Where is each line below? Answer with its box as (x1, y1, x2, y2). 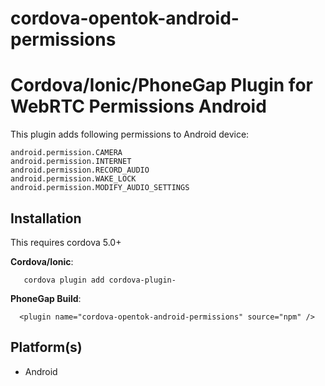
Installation (10, 210, 82, 227)
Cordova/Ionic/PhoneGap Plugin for (10, 74, 313, 97)
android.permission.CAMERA (10, 148, 123, 158)
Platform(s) (10, 339, 83, 356)
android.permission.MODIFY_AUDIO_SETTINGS (10, 183, 190, 193)
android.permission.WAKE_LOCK (10, 174, 137, 184)
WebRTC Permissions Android (10, 95, 267, 118)
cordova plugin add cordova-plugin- (23, 275, 177, 285)
